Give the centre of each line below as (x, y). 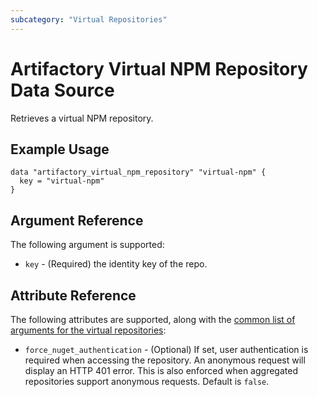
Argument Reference (77, 220)
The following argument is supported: (87, 245)
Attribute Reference (73, 295)
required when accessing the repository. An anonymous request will (165, 360)
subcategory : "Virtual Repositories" (89, 19)
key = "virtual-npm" (62, 181)
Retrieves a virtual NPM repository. (82, 118)
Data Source (62, 90)
